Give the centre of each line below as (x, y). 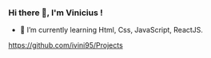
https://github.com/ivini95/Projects (66, 45)
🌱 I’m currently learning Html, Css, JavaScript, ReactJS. (111, 30)
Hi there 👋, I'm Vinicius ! (56, 13)
